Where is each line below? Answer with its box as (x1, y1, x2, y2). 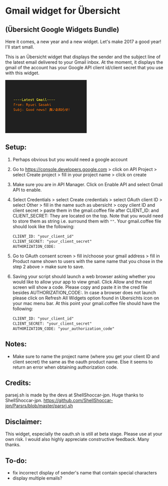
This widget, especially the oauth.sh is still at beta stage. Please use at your (5, 431, 162, 437)
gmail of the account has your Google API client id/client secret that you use (5, 65, 163, 70)
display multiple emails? (12, 475, 63, 481)
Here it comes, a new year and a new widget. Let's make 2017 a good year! (5, 38, 161, 45)
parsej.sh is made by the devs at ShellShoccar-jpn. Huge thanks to (5, 392, 144, 398)
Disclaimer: (5, 417, 42, 426)
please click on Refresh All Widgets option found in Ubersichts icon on (12, 295, 159, 301)
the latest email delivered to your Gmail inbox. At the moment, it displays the (5, 59, 163, 65)
